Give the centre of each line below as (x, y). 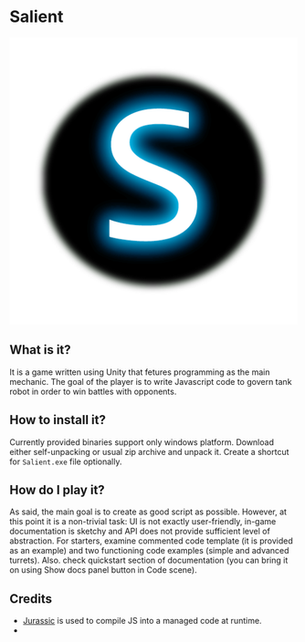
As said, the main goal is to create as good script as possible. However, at (148, 512)
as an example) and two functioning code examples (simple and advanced (149, 551)
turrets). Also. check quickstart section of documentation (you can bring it (149, 560)
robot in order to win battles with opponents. (93, 391)
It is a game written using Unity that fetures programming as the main (140, 372)
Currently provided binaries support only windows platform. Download (142, 442)
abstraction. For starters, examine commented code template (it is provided (152, 541)
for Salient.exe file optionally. (66, 461)
